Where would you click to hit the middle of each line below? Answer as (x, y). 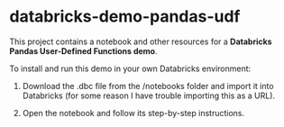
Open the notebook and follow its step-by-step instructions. (133, 113)
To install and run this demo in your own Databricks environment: (130, 68)
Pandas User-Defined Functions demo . (83, 50)
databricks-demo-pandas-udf (125, 17)
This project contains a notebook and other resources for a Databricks (141, 41)
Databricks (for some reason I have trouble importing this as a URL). (149, 95)
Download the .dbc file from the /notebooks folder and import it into (148, 86)
